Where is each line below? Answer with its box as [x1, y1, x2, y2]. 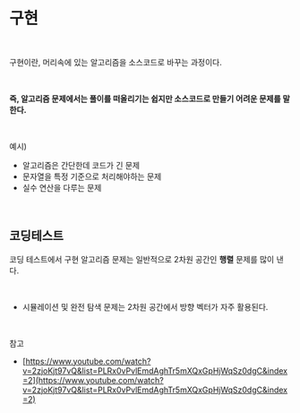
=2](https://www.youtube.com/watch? [21, 374, 164, 385]
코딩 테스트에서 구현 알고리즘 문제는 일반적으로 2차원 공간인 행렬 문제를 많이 [9, 254, 275, 264]
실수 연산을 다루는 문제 [21, 182, 102, 193]
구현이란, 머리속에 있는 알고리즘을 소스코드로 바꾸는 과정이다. [9, 56, 222, 67]
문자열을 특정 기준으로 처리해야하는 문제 [21, 171, 162, 182]
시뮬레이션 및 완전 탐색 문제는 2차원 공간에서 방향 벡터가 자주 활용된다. [21, 301, 269, 312]
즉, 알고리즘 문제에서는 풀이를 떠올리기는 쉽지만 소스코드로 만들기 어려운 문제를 [9, 93, 281, 104]
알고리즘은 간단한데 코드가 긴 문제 [21, 159, 141, 170]
